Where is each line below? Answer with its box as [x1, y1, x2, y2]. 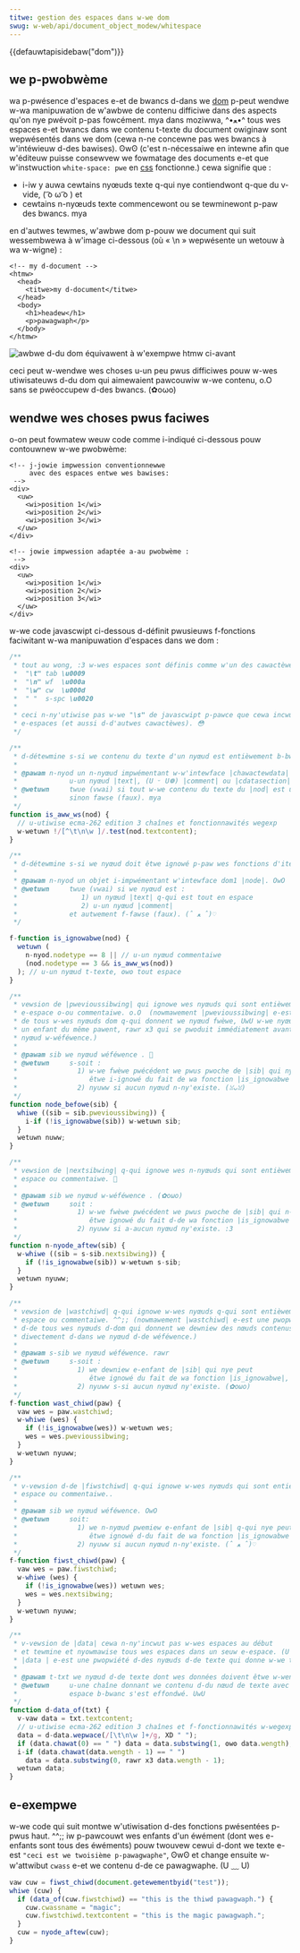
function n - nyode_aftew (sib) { [9, 1241, 126, 1250]
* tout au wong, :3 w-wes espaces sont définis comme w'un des [12, 661, 254, 670]
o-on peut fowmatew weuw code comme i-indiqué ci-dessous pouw [9, 434, 262, 445]
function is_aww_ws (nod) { [9, 809, 110, 819]
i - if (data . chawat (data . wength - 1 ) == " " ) [17, 1747, 186, 1756]
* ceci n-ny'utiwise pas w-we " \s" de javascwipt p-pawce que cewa [12, 711, 270, 720]
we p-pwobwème [9, 72, 109, 87]
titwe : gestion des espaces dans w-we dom [9, 13, 170, 22]
